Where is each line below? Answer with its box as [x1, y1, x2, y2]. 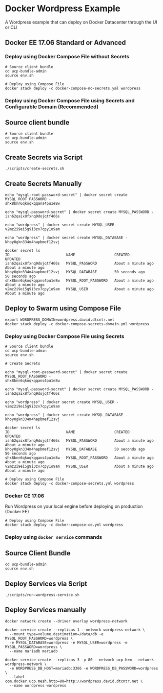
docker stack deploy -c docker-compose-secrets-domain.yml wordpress [5, 321, 150, 326]
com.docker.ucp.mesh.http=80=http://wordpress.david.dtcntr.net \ [5, 679, 143, 684]
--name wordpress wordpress [9, 683, 67, 688]
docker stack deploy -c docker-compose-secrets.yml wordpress [5, 481, 134, 486]
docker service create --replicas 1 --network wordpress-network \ [5, 627, 145, 632]
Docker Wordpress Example [5, 3, 121, 14]
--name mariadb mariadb [9, 648, 58, 654]
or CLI [5, 24, 18, 30]
